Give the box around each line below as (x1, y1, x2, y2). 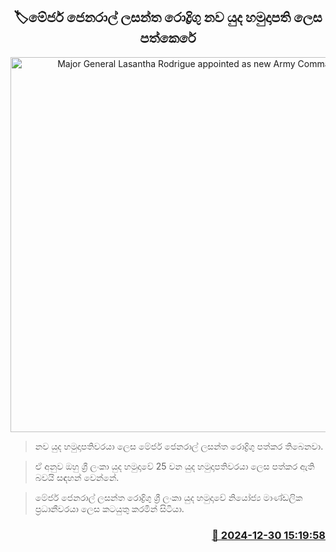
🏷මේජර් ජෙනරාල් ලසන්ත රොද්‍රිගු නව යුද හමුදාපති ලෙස (13, 9, 323, 26)
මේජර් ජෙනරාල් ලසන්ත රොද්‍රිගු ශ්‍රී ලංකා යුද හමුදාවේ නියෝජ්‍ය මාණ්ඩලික (34, 491, 303, 503)
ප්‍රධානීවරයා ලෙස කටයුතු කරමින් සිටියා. (34, 502, 185, 514)
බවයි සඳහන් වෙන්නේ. (34, 471, 120, 483)
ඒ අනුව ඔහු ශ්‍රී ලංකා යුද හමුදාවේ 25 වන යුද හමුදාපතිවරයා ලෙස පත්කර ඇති (34, 460, 315, 472)
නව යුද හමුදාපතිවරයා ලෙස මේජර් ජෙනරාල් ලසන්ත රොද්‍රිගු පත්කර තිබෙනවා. (34, 440, 324, 452)
